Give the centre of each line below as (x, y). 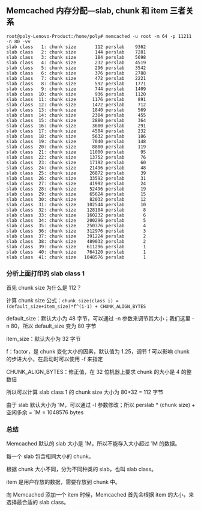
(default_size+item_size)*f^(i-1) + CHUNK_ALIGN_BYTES (76, 307)
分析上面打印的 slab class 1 (46, 274)
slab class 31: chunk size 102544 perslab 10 (76, 204)
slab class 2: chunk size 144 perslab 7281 (76, 52)
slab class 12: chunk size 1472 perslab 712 (76, 105)
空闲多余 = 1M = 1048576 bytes (45, 412)
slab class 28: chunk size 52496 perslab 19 (76, 189)
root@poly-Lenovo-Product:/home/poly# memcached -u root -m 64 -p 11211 (99, 36)
